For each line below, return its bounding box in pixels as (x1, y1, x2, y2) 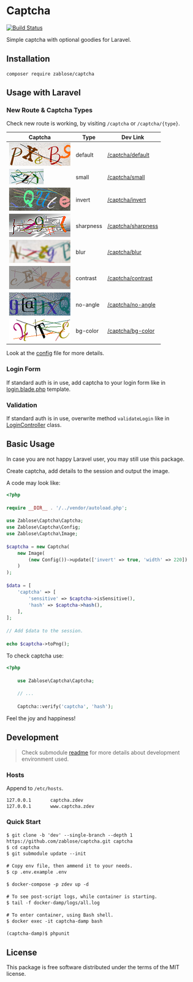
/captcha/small (107, 173, 145, 181)
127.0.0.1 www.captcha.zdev (6, 803, 95, 810)
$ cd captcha (6, 844, 40, 851)
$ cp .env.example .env (6, 869, 67, 876)
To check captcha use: (6, 652, 64, 659)
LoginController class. (6, 422, 62, 429)
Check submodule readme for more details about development (21, 748, 180, 756)
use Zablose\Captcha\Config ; (6, 524, 81, 530)
